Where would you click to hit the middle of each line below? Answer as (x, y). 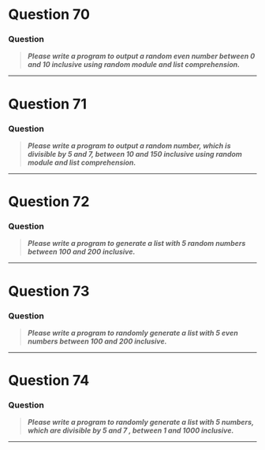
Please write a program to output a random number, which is (129, 145)
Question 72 (49, 202)
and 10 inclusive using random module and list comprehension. (134, 65)
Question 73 (49, 291)
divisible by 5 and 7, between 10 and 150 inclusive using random (135, 154)
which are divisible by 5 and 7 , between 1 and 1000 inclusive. (131, 430)
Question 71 (47, 104)
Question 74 (49, 381)
